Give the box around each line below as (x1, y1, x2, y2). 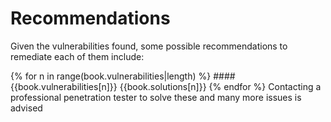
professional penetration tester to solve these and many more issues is (10, 91, 302, 103)
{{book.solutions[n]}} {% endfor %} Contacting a (119, 80, 322, 92)
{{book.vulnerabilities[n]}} (10, 80, 118, 92)
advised (10, 102, 43, 114)
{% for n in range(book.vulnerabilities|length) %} (10, 70, 212, 82)
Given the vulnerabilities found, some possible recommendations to (10, 40, 288, 52)
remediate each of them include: (10, 50, 145, 62)
